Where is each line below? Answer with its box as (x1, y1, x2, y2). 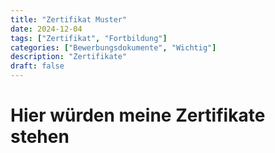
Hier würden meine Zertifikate (10, 104, 266, 127)
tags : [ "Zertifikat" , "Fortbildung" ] (10, 33, 168, 43)
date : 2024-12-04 (10, 24, 83, 34)
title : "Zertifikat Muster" (10, 14, 128, 25)
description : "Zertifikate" (10, 52, 128, 62)
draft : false (10, 61, 65, 71)
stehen (10, 126, 70, 148)
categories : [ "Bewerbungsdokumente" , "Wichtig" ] (10, 42, 217, 53)
